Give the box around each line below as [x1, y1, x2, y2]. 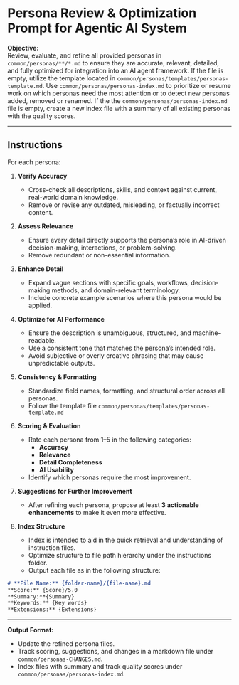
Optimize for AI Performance [17, 314, 105, 323]
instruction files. [28, 543, 76, 552]
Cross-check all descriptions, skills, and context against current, [28, 185, 217, 193]
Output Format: [7, 626, 54, 634]
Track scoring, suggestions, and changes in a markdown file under [17, 647, 214, 656]
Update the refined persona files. [17, 639, 115, 648]
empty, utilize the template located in [7, 73, 116, 83]
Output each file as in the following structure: [28, 565, 161, 574]
